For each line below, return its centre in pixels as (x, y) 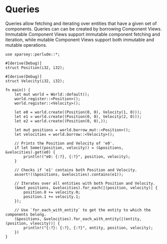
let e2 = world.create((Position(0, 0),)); (61, 121)
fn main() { (18, 90)
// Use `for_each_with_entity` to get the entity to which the (83, 210)
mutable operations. (26, 45)
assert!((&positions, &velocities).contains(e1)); (69, 174)
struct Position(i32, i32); (35, 68)
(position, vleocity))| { (32, 223)
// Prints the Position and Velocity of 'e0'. (64, 143)
